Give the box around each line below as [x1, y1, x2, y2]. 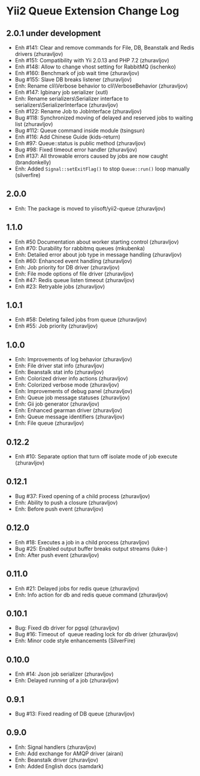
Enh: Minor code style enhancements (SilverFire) [14, 637, 136, 645]
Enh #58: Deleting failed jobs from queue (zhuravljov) [14, 316, 147, 323]
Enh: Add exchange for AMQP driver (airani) [14, 750, 124, 757]
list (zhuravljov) [14, 121, 53, 127]
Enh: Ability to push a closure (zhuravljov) [14, 499, 118, 506]
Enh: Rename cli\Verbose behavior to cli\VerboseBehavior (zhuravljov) [14, 82, 189, 89]
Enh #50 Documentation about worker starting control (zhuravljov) [14, 238, 179, 245]
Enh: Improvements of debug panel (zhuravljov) [14, 388, 133, 395]
